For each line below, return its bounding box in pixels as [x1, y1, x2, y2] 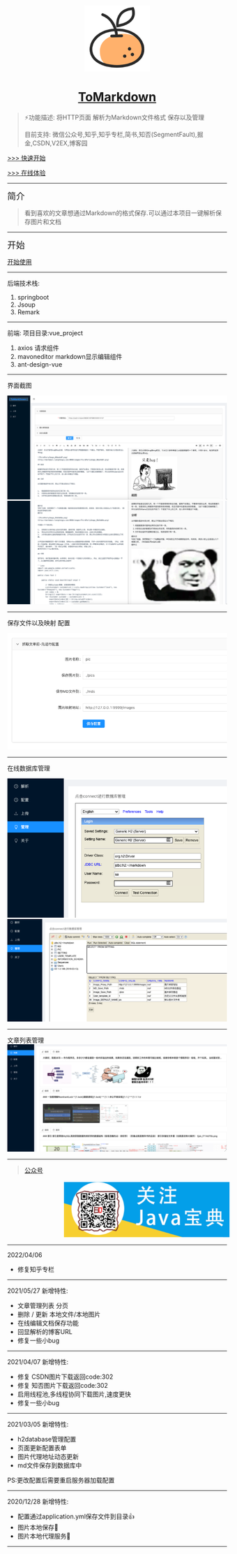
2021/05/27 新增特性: [7, 1287, 68, 1295]
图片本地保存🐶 [17, 1523, 59, 1532]
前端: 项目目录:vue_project [7, 328, 84, 337]
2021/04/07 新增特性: [7, 1358, 69, 1366]
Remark [17, 307, 40, 316]
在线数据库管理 [7, 764, 50, 772]
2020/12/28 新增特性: [7, 1497, 69, 1506]
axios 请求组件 [17, 344, 59, 352]
